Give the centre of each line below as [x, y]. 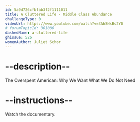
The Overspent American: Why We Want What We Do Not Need [70, 80]
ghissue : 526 [19, 38]
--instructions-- [39, 100]
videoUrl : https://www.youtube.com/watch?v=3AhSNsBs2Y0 [64, 24]
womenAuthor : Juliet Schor [33, 42]
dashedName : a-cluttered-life [36, 33]
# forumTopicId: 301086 [30, 28]
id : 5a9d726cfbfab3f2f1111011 [36, 10]
